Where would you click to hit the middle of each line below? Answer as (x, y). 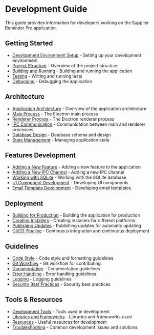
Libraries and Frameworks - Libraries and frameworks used (72, 317)
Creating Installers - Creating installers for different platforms (74, 221)
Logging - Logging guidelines (42, 279)
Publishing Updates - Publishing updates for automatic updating (77, 226)
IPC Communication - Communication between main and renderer (79, 124)
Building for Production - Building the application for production (76, 215)
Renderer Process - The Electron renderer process (63, 119)
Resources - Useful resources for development (59, 322)
